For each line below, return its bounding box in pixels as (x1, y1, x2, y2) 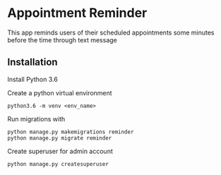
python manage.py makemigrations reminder (7, 128, 134, 135)
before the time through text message (7, 35, 118, 44)
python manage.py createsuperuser (7, 160, 109, 167)
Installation (7, 56, 58, 68)
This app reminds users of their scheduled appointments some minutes (7, 28, 215, 37)
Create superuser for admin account (7, 147, 113, 155)
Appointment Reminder (7, 5, 148, 21)
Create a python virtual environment (7, 88, 112, 97)
